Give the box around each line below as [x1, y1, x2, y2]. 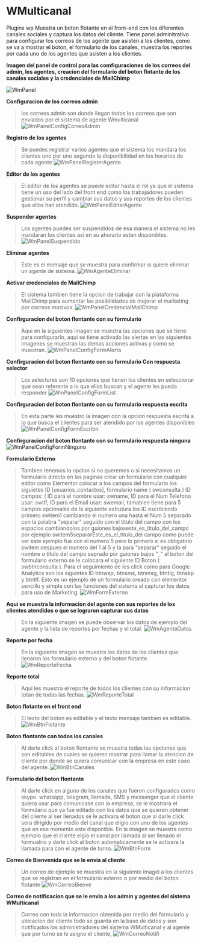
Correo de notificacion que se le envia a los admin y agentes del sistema [6, 892, 191, 900]
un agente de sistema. [20, 267, 76, 274]
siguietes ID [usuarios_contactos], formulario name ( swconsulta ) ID [20, 486, 191, 493]
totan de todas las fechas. [20, 690, 85, 698]
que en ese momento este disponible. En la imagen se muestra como [20, 825, 193, 832]
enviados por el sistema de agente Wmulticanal [20, 116, 138, 123]
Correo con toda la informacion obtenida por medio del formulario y [20, 910, 189, 918]
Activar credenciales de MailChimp [6, 279, 96, 286]
